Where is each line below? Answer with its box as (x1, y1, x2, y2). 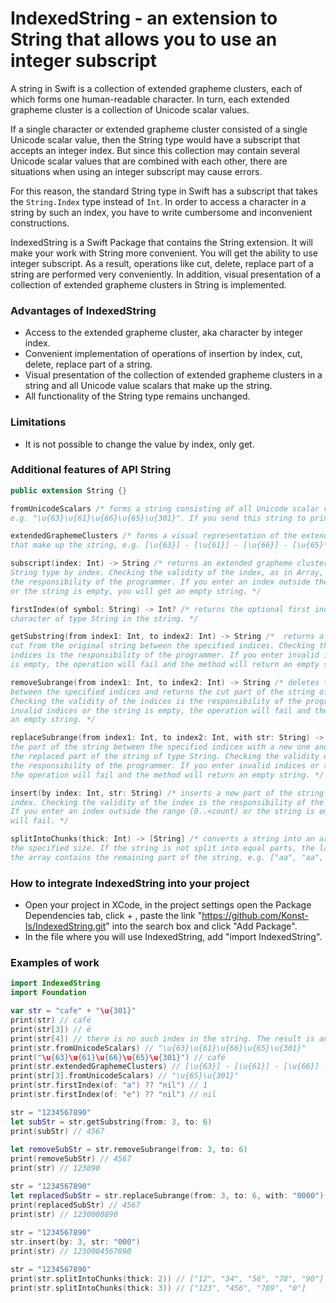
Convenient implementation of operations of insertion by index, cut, (24, 348, 303, 360)
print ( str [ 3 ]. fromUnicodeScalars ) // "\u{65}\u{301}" (10, 1071, 240, 1081)
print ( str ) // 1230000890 (10, 1209, 118, 1219)
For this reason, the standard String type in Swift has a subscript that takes (10, 185, 318, 197)
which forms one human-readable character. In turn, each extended (10, 93, 290, 105)
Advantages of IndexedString (10, 303, 157, 317)
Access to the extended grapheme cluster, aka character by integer (24, 327, 303, 339)
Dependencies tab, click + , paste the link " (24, 910, 203, 922)
